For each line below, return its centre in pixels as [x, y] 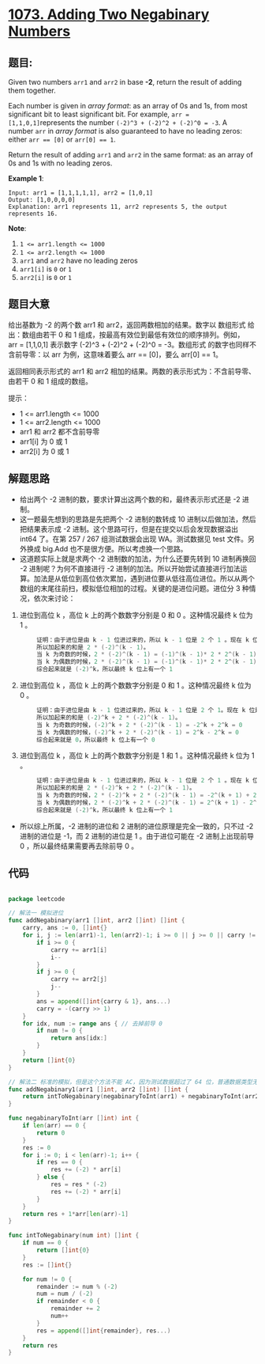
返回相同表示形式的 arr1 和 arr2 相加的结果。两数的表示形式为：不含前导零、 [132, 371]
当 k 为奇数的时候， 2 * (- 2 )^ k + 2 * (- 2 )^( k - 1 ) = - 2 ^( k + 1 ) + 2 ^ [148, 796]
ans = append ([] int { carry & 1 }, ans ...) [104, 1001]
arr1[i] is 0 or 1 [46, 269]
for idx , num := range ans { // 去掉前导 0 [93, 1023]
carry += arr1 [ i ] [79, 950]
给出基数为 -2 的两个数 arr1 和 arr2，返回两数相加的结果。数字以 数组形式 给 [131, 324]
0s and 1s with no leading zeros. [60, 163]
